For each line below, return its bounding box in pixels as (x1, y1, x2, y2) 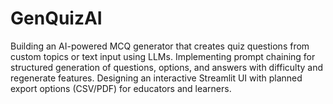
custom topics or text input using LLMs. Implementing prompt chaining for (10, 50, 316, 62)
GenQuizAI (10, 7, 103, 30)
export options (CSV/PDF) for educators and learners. (10, 82, 232, 94)
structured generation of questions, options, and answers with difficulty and (10, 61, 324, 73)
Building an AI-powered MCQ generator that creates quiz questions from (10, 40, 310, 52)
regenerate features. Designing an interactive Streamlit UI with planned (10, 72, 303, 84)
